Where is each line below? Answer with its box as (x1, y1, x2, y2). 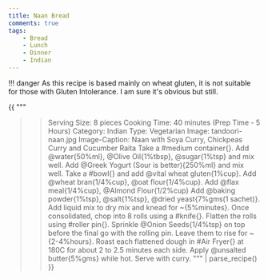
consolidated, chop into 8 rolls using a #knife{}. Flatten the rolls (47, 211, 258, 221)
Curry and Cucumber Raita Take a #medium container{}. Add (47, 143, 250, 153)
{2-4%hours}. (47, 237, 94, 246)
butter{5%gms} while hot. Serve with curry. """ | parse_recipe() (47, 253, 258, 263)
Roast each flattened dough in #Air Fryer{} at (95, 237, 244, 246)
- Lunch (22, 42, 48, 50)
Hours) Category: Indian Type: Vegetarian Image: (47, 126, 210, 136)
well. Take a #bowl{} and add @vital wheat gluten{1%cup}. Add (47, 169, 257, 178)
